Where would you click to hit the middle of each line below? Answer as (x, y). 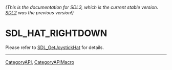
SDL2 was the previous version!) (40, 12)
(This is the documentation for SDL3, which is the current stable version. (82, 7)
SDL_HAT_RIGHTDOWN (56, 33)
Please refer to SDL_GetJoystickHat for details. (55, 47)
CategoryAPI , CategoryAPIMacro (40, 62)
